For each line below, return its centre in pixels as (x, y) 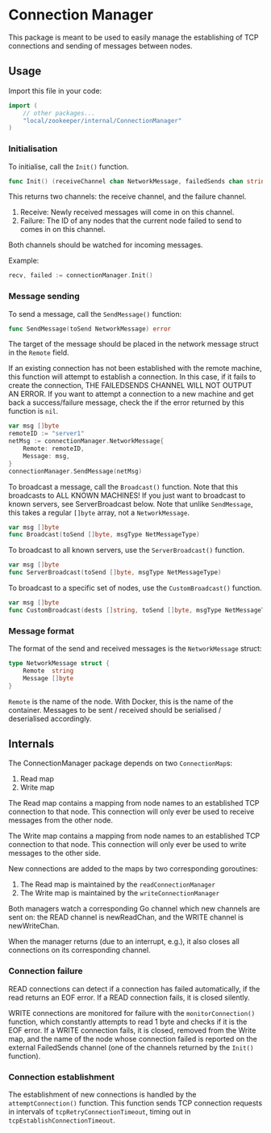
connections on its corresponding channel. (79, 950)
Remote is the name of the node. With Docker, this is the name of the (121, 701)
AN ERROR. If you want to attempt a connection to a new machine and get (131, 394)
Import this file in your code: (55, 91)
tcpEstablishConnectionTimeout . (62, 1120)
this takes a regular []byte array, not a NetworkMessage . (99, 512)
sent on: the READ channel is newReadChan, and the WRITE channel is (126, 917)
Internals (31, 744)
